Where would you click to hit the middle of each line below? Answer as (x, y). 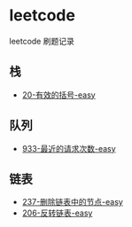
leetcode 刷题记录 (42, 41)
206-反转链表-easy (57, 213)
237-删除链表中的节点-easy (73, 202)
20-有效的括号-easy (58, 95)
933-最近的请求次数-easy (69, 148)
